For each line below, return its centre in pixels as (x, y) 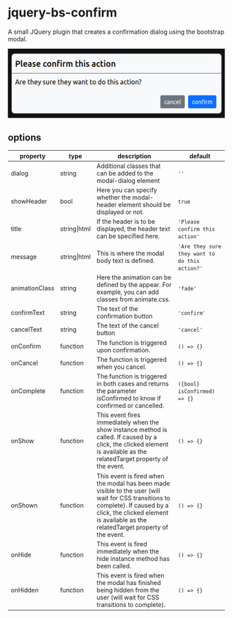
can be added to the (125, 173)
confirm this (197, 230)
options (25, 137)
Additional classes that (129, 166)
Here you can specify (127, 190)
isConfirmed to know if (129, 398)
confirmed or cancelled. (130, 406)
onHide (21, 555)
